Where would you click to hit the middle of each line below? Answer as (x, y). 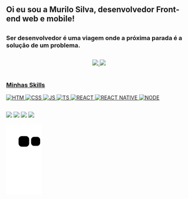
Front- (168, 10)
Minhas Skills (26, 85)
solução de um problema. (43, 45)
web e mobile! (48, 19)
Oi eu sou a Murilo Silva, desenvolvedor (80, 10)
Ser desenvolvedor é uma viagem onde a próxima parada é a (94, 38)
